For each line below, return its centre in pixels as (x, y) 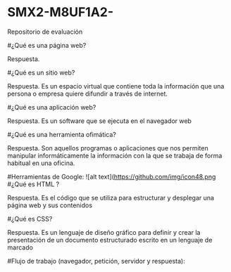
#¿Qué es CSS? (30, 219)
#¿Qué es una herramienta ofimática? (62, 134)
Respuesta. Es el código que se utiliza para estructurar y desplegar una (111, 197)
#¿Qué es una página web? (47, 45)
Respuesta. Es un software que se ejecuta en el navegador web (100, 121)
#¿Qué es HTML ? (33, 184)
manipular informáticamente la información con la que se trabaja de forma (115, 155)
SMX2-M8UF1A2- (61, 12)
